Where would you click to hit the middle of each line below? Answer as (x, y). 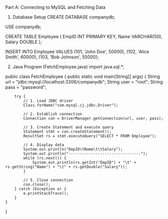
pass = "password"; (26, 87)
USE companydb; (23, 27)
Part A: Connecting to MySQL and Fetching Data (55, 7)
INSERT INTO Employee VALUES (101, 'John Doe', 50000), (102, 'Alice (77, 52)
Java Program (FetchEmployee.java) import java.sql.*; (68, 67)
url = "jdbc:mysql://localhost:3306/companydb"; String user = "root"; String (84, 82)
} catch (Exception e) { (40, 189)
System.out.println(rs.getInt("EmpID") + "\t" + (84, 163)
